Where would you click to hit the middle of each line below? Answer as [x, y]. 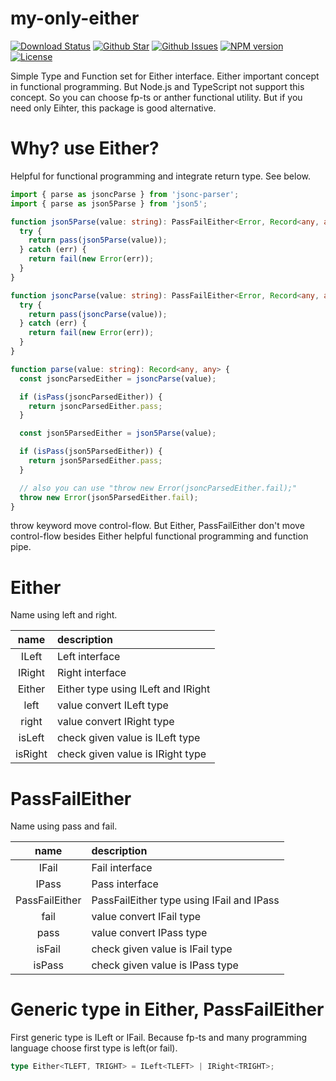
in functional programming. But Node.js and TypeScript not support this [157, 86]
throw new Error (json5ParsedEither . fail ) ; [109, 497]
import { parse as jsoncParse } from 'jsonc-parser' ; [125, 194]
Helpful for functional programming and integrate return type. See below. [161, 176]
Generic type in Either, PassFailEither [167, 1009]
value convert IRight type [116, 722]
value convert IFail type [146, 917]
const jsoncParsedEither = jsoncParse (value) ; [118, 378]
